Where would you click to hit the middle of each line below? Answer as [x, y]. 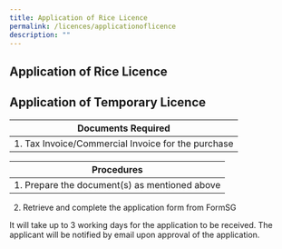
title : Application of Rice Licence [78, 18]
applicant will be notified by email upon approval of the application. [135, 234]
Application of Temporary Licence [108, 102]
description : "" [40, 35]
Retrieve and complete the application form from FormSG [129, 207]
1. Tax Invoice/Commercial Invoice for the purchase [124, 144]
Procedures [117, 169]
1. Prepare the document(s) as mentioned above [117, 184]
